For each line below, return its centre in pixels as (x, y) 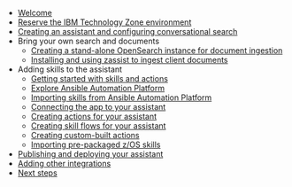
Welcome (35, 13)
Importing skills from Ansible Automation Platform (121, 97)
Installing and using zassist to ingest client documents (129, 60)
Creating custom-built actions (85, 135)
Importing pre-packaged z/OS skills (96, 144)
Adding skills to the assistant (69, 69)
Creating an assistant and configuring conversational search (127, 31)
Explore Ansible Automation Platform (98, 88)
